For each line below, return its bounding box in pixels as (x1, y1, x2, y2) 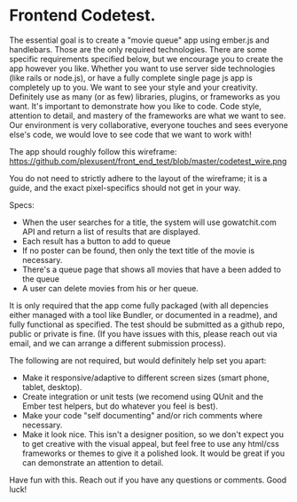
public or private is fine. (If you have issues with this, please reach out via (9, 328, 277, 339)
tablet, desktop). (21, 381, 82, 392)
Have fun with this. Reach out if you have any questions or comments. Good (9, 474, 287, 485)
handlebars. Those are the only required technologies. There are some (9, 44, 268, 54)
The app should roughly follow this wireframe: (9, 146, 177, 156)
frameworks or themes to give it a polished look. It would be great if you (21, 448, 285, 458)
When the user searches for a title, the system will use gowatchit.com (21, 217, 277, 227)
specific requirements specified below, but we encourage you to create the (9, 53, 284, 64)
